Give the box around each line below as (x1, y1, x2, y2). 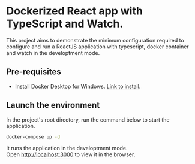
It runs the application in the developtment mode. (6, 145, 128, 152)
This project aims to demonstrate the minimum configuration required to (6, 37, 184, 44)
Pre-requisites (6, 67, 61, 77)
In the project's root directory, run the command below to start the (6, 116, 170, 123)
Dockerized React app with (6, 4, 143, 18)
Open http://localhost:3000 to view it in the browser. (6, 151, 136, 158)
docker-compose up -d (6, 133, 61, 140)
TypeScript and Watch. (6, 17, 124, 31)
